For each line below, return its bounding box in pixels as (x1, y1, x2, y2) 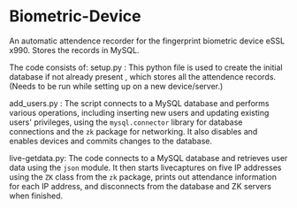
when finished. (9, 190, 64, 201)
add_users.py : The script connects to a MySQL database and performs (9, 97, 270, 108)
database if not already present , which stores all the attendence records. (9, 71, 277, 81)
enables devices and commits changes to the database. (9, 135, 212, 146)
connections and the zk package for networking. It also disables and (9, 126, 258, 136)
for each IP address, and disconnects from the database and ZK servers (9, 181, 272, 191)
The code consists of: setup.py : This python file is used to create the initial (9, 62, 283, 73)
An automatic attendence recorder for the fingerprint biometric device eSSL (9, 35, 286, 46)
